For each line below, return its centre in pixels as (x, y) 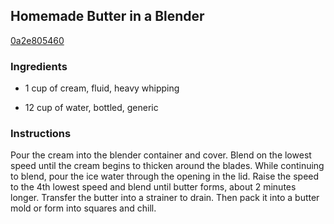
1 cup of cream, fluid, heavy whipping (102, 88)
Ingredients (39, 66)
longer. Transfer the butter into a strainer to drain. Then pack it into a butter (165, 198)
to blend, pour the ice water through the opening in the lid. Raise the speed (165, 176)
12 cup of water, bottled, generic (91, 108)
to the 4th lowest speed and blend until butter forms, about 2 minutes (153, 187)
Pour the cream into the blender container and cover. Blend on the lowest (161, 155)
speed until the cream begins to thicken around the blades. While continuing (167, 166)
